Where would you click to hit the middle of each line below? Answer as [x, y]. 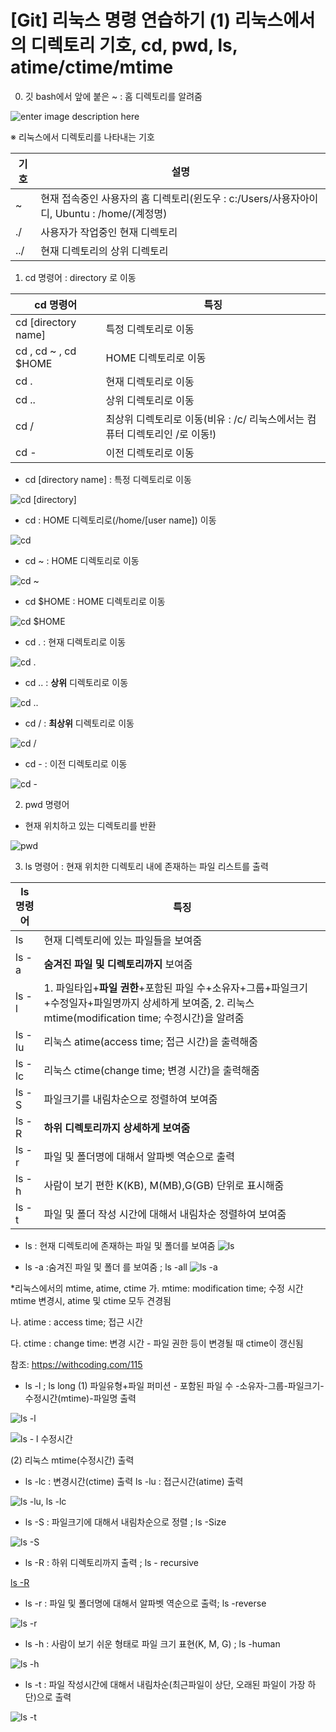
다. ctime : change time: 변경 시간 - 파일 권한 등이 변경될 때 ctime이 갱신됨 [157, 1343]
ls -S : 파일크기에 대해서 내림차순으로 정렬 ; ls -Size [125, 1522]
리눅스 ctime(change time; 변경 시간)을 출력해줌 [151, 1070]
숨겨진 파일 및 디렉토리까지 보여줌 [118, 964]
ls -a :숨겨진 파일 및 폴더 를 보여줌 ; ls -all [106, 1267]
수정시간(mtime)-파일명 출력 [80, 1398]
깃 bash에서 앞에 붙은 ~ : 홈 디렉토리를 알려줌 [113, 96]
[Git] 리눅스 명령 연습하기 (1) [121, 20]
